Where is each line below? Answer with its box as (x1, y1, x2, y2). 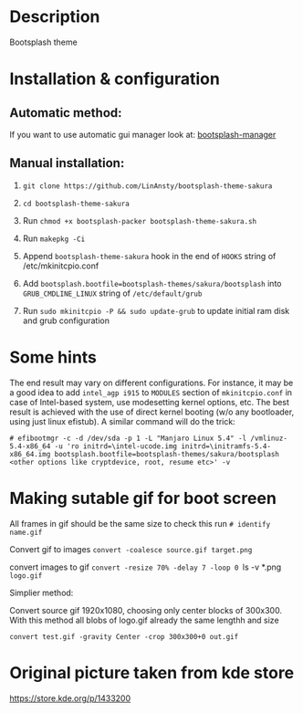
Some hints (9, 347, 98, 367)
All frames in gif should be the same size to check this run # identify (9, 518, 271, 529)
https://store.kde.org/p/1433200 (9, 692, 131, 704)
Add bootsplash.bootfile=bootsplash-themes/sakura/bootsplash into (22, 278, 282, 288)
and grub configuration (22, 315, 110, 326)
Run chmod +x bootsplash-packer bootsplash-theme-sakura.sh (22, 215, 257, 225)
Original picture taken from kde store (9, 662, 295, 683)
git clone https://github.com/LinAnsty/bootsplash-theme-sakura (22, 181, 273, 191)
